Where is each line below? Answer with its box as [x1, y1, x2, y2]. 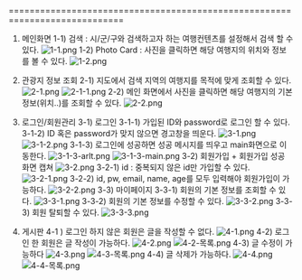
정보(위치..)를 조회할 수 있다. [21, 98, 122, 108]
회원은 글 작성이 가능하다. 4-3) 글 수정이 [41, 238, 284, 248]
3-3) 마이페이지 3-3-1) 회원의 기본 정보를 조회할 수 [97, 184, 277, 195]
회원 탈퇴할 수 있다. [32, 207, 100, 218]
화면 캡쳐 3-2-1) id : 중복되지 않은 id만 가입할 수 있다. [21, 162, 250, 173]
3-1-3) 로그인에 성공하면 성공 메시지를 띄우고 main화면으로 [70, 139, 278, 150]
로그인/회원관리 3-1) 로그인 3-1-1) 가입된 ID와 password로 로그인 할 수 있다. [21, 117, 290, 127]
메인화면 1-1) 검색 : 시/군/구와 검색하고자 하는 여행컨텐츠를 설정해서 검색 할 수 [21, 33, 294, 43]
